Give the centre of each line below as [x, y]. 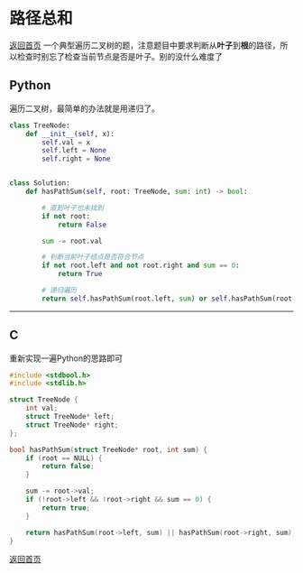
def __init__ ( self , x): [70, 134]
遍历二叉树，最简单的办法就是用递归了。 [84, 108]
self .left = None [74, 151]
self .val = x [66, 142]
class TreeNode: [40, 125]
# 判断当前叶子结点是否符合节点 [93, 257]
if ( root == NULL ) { [64, 458]
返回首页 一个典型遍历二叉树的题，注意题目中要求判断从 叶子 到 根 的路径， [145, 45]
